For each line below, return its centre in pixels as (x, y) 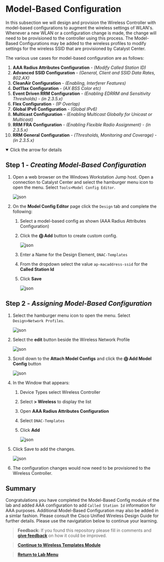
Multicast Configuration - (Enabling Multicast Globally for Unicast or (82, 114)
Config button (27, 363)
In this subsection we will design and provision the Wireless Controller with (81, 22)
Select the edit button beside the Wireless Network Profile (71, 339)
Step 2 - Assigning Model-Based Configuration (79, 303)
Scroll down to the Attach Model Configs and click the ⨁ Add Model (82, 359)
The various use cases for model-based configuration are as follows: (75, 58)
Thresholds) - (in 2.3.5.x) (38, 98)
